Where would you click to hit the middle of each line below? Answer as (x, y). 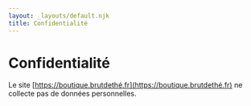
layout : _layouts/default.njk (59, 16)
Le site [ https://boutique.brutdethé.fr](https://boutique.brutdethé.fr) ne (125, 85)
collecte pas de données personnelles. (72, 94)
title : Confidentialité (48, 23)
